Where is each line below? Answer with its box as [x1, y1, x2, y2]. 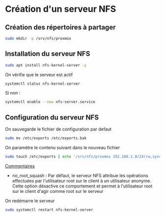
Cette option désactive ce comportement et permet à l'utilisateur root [12, 183, 153, 189]
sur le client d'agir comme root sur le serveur [12, 188, 104, 194]
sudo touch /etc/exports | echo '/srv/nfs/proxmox [5, 154, 111, 159]
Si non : [5, 90, 21, 96]
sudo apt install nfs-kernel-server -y [5, 62, 87, 67]
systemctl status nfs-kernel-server [5, 81, 80, 86]
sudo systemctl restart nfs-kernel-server [5, 207, 93, 212]
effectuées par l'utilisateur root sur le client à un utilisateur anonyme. [12, 178, 151, 184]
